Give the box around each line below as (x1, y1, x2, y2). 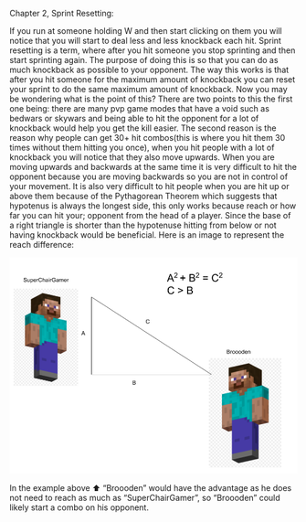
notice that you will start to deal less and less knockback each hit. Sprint (9, 36, 281, 46)
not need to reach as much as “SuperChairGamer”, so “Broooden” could (9, 493, 280, 503)
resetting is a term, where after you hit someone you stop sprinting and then (9, 45, 296, 56)
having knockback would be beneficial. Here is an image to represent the (9, 229, 285, 240)
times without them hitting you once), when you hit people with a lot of (9, 142, 275, 153)
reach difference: (9, 240, 75, 250)
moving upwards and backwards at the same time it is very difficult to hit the (9, 162, 297, 172)
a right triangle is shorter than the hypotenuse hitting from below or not (9, 219, 277, 230)
